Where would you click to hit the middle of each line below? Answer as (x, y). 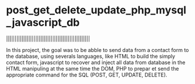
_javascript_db (43, 22)
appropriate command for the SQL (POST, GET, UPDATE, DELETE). (87, 75)
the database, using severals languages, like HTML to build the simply (91, 56)
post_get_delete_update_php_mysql (96, 10)
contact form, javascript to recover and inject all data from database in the (96, 62)
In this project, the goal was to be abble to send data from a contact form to (97, 50)
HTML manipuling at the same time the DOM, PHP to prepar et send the (93, 68)
